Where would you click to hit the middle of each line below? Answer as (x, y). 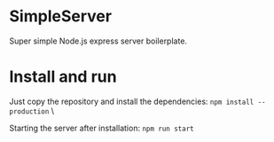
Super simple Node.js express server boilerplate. (98, 41)
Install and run (63, 77)
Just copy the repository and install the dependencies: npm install (132, 101)
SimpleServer (61, 16)
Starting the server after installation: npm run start (102, 128)
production (29, 111)
